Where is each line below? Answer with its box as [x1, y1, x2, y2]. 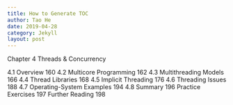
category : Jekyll [7, 29, 58, 37]
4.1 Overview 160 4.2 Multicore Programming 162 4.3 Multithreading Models [7, 68, 225, 77]
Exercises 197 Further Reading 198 [7, 90, 106, 99]
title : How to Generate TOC [7, 10, 89, 17]
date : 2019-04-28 [7, 23, 58, 30]
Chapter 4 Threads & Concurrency [7, 55, 106, 63]
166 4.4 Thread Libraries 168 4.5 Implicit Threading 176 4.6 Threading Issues [7, 75, 227, 84]
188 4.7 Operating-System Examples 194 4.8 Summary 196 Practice [7, 83, 201, 91]
